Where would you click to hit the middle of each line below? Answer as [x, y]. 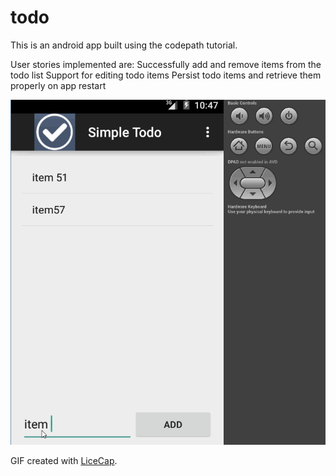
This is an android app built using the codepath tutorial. [124, 45]
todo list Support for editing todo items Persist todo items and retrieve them [166, 75]
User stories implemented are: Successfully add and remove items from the [166, 64]
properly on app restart [58, 85]
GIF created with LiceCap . [64, 461]
